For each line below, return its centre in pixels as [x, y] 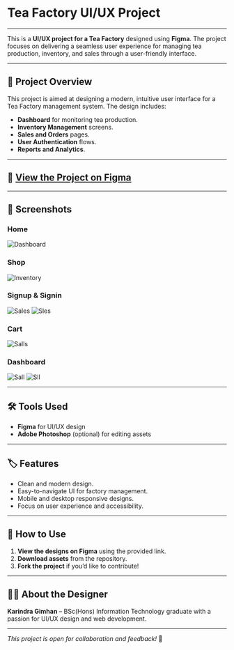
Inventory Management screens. [65, 127]
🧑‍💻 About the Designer [57, 595]
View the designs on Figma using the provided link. [92, 551]
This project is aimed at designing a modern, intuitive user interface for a [111, 98]
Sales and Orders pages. [53, 134]
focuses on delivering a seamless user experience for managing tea [104, 46]
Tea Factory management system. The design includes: [87, 106]
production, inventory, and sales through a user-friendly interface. [102, 53]
